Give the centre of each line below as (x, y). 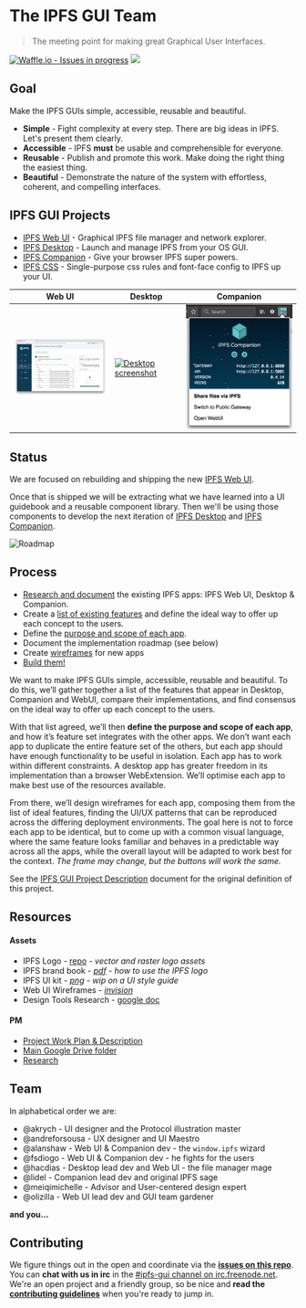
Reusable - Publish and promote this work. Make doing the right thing (153, 157)
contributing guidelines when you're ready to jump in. (112, 1294)
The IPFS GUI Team (83, 16)
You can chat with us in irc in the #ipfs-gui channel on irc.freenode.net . (144, 1274)
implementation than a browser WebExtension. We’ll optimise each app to (148, 775)
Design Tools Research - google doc (91, 999)
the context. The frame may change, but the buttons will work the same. (145, 860)
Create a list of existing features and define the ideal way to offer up (150, 614)
